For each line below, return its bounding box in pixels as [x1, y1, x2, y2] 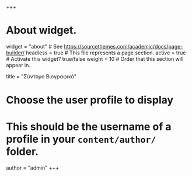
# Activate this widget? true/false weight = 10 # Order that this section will [6, 55, 184, 62]
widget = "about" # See [6, 43, 63, 50]
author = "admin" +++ [6, 164, 60, 171]
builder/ [6, 49, 25, 56]
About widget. [6, 24, 77, 37]
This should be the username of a [6, 120, 172, 133]
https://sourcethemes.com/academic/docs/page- [64, 43, 183, 50]
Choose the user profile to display [6, 94, 174, 107]
